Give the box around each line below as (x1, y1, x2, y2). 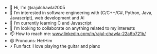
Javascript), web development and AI (9, 15, 85, 20)
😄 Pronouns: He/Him (9, 38, 52, 43)
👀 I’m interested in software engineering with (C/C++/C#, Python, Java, (9, 10, 153, 16)
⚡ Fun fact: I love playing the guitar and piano (9, 43, 101, 49)
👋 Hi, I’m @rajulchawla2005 (9, 5, 66, 10)
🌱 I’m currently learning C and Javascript (9, 20, 92, 26)
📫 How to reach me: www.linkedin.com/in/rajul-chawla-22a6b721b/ (9, 31, 146, 36)
